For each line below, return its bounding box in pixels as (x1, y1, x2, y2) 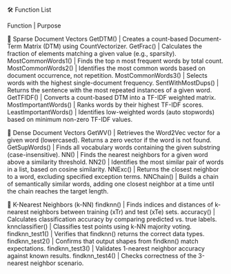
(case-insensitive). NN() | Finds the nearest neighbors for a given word (7, 151, 208, 158)
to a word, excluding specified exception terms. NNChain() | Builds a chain (7, 173, 219, 180)
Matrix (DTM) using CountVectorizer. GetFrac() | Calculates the (23, 42, 202, 50)
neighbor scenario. (30, 259, 84, 267)
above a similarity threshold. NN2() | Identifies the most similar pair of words (7, 158, 224, 166)
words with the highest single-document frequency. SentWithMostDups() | (7, 78, 219, 87)
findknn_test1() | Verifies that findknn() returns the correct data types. (7, 230, 205, 238)
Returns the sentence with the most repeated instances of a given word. (7, 86, 212, 94)
